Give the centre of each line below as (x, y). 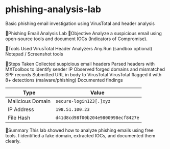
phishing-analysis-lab (53, 9)
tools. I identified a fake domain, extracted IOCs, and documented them (80, 135)
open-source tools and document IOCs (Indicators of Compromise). (77, 39)
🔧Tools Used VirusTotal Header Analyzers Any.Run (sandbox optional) (79, 48)
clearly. (13, 141)
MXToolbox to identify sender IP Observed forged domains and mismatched (85, 69)
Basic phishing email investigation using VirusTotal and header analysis (80, 23)
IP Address (21, 109)
